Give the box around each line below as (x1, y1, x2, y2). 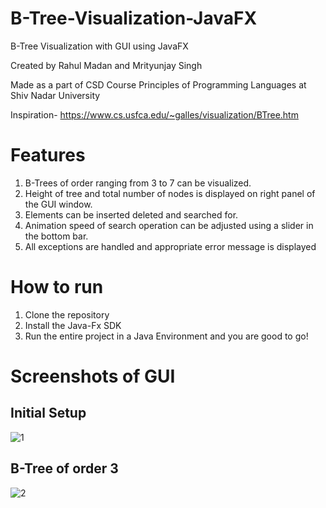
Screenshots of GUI (10, 365, 176, 387)
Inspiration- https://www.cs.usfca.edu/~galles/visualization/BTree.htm (10, 108, 299, 121)
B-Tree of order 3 (10, 460, 119, 477)
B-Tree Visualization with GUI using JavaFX (10, 40, 189, 52)
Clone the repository (24, 308, 110, 321)
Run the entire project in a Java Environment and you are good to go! (24, 330, 309, 342)
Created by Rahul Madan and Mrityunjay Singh (10, 59, 203, 71)
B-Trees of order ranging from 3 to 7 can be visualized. (24, 177, 252, 189)
